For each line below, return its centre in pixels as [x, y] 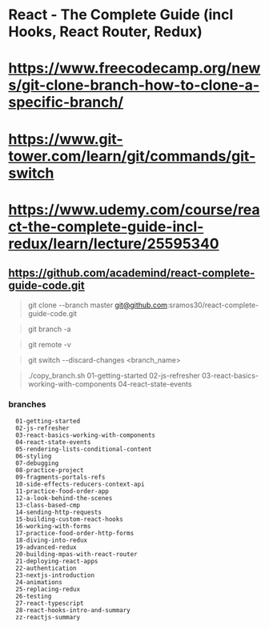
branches [27, 404]
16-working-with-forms [53, 526]
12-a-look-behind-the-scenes [64, 498]
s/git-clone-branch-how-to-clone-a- [134, 85]
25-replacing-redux [48, 589]
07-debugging [37, 463]
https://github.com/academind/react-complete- [132, 273]
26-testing [34, 596]
